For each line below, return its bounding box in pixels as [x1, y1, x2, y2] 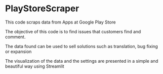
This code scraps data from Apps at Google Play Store [5, 19, 116, 25]
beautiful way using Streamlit [5, 63, 64, 69]
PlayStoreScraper [5, 3, 80, 14]
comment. [5, 34, 26, 40]
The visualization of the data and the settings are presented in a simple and [5, 58, 159, 64]
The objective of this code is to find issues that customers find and [5, 28, 141, 34]
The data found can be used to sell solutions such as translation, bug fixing [5, 43, 158, 49]
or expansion [5, 49, 32, 54]
